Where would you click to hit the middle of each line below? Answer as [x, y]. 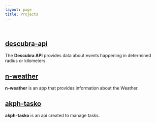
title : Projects [22, 14]
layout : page [18, 10]
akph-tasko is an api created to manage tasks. [52, 115]
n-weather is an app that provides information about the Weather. [72, 88]
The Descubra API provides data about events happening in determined [78, 56]
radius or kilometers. [26, 61]
